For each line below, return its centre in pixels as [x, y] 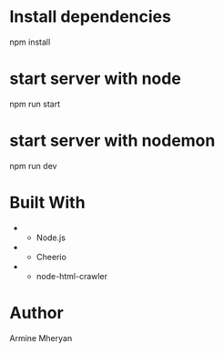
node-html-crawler [71, 276]
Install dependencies [90, 17]
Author [36, 313]
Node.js [51, 237]
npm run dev [33, 166]
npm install [30, 42]
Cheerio [51, 257]
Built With [47, 203]
